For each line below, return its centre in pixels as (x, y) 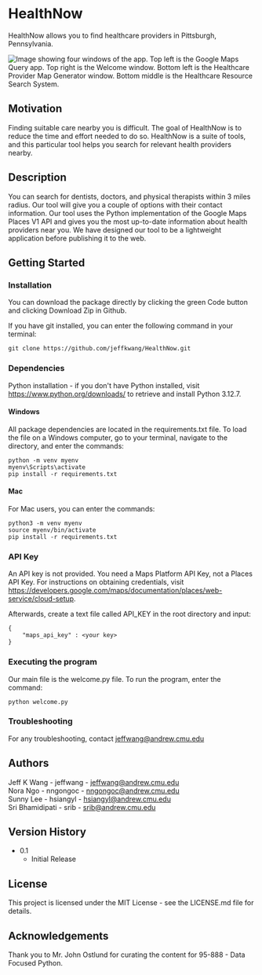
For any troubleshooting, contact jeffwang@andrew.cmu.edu (106, 739)
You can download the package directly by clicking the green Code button (128, 302)
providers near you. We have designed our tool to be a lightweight (115, 229)
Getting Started (47, 263)
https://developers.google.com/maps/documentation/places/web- (115, 591)
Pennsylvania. (31, 43)
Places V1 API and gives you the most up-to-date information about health (128, 222)
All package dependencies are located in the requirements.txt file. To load (127, 429)
